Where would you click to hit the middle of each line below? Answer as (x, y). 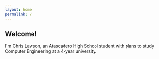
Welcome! (21, 34)
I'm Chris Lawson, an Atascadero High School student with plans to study (79, 46)
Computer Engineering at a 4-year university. (51, 51)
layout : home (18, 10)
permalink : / (18, 14)
